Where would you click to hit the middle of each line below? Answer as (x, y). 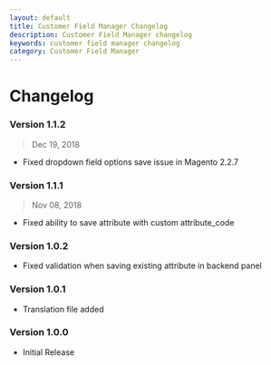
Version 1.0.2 (39, 245)
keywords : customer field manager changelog (95, 43)
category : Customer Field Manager (75, 52)
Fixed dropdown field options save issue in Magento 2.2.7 (131, 162)
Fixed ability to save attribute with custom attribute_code (128, 222)
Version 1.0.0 (39, 332)
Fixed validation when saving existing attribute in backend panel (142, 266)
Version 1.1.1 (36, 185)
